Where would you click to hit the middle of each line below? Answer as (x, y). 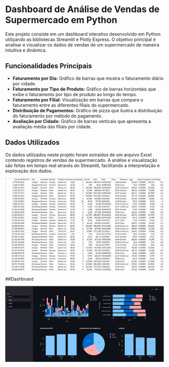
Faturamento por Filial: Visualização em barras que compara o (78, 100)
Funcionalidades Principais (49, 66)
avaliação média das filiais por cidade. (52, 126)
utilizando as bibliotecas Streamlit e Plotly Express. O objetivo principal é (80, 39)
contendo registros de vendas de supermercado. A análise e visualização (81, 160)
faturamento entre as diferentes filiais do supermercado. (71, 105)
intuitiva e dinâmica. (26, 50)
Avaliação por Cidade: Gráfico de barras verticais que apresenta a (82, 121)
